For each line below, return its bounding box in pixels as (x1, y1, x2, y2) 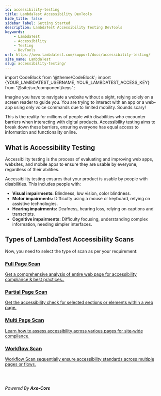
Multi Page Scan (5, 317, 45, 324)
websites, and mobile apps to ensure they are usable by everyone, (5, 161, 138, 167)
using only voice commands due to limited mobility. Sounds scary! (14, 105, 146, 111)
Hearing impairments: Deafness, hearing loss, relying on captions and (12, 206, 154, 211)
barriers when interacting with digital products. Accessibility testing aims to (5, 119, 156, 125)
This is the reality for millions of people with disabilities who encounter (5, 114, 146, 120)
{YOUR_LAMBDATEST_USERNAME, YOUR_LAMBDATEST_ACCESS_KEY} (5, 79, 150, 85)
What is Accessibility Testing (5, 143, 96, 152)
